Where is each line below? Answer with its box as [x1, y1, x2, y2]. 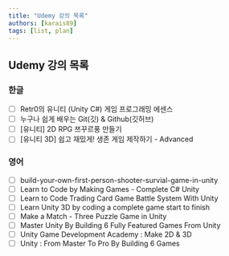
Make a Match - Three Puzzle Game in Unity [19, 211, 167, 221]
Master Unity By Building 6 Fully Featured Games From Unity [19, 220, 221, 230]
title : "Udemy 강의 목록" [8, 11, 88, 20]
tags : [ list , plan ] [8, 26, 74, 35]
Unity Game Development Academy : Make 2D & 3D [19, 230, 192, 239]
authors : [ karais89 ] [8, 19, 78, 27]
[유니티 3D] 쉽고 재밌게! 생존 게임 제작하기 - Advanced [19, 134, 194, 144]
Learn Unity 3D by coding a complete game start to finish [19, 202, 211, 212]
